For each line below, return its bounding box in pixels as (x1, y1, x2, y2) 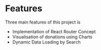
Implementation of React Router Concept (12, 28, 96, 34)
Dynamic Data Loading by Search (12, 39, 81, 45)
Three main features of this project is (5, 19, 81, 25)
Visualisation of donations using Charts (12, 34, 93, 40)
